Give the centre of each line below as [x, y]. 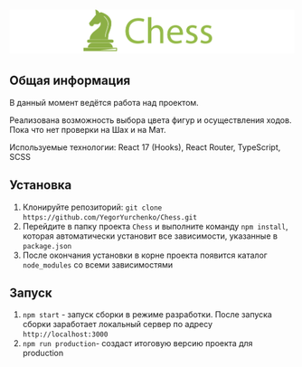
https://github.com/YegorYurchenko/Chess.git [109, 217]
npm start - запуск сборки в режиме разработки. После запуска [147, 315]
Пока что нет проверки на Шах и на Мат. [88, 129]
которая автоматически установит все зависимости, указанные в [150, 236]
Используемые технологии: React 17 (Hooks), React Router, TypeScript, [145, 147]
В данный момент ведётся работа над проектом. [104, 102]
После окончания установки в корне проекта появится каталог [145, 255]
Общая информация [70, 81]
